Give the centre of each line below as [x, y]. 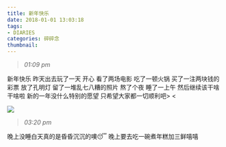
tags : [15, 26]
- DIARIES [21, 32]
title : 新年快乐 [28, 13]
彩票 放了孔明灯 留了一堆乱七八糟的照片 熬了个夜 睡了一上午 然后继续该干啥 [113, 87]
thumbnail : [23, 45]
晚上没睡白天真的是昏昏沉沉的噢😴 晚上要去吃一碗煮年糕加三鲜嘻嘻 [103, 136]
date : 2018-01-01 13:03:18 [46, 20]
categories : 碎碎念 [33, 39]
